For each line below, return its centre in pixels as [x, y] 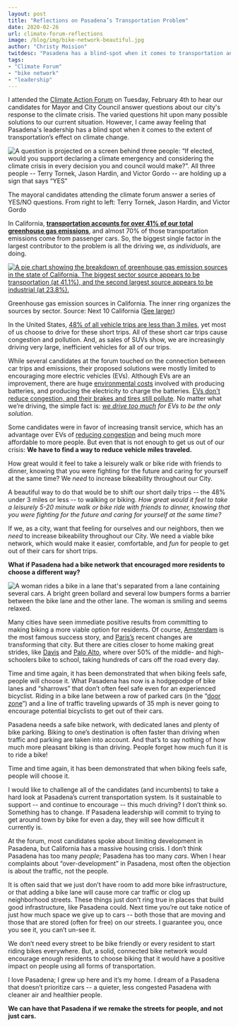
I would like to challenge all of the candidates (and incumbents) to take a [113, 790]
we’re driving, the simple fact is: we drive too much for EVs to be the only [114, 406]
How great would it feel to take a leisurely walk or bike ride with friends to [115, 463]
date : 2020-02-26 [34, 27]
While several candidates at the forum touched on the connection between [117, 361]
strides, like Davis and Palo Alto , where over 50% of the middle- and [107, 652]
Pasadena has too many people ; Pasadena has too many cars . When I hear [117, 856]
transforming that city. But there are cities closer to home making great [111, 645]
